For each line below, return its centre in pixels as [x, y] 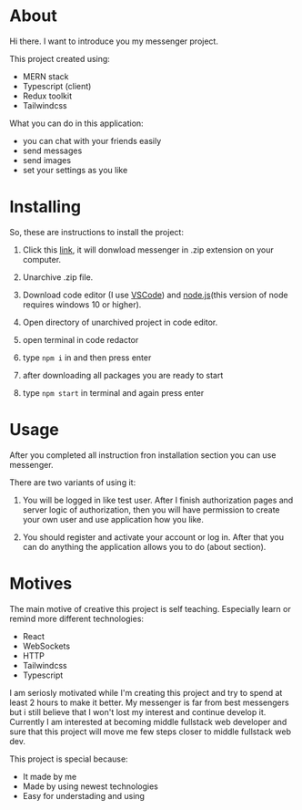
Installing [45, 207]
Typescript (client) [57, 86]
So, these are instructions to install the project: [97, 232]
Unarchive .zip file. [58, 277]
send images [46, 160]
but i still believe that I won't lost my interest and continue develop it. [138, 711]
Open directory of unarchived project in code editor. [120, 322]
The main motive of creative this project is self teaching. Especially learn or [150, 608]
